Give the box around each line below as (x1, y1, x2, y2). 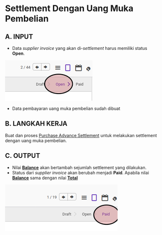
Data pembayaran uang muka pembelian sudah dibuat (12, 106, 120, 111)
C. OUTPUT (5, 152, 40, 160)
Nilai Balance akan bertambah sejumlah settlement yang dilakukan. (12, 164, 147, 170)
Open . (12, 50, 25, 56)
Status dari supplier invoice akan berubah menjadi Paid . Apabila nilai (12, 170, 149, 175)
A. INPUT (5, 32, 33, 41)
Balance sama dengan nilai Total (12, 175, 78, 181)
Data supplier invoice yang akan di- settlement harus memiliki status (12, 46, 147, 51)
